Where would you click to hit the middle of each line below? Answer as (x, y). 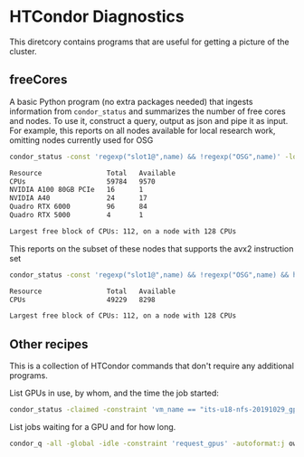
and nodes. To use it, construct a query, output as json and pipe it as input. (149, 120)
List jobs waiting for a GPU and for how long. (93, 426)
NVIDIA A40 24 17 (78, 198)
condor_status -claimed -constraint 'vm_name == (103, 410)
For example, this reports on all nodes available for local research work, (142, 130)
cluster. (24, 51)
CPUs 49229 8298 (82, 300)
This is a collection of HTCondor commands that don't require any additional (152, 366)
